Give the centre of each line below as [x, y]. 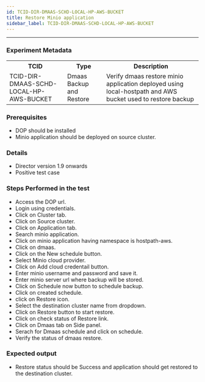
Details [17, 153]
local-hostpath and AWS [142, 91]
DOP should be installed [45, 130]
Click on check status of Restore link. [62, 319]
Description [151, 66]
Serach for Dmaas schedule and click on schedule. [79, 331]
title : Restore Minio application [50, 18]
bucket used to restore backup [150, 99]
